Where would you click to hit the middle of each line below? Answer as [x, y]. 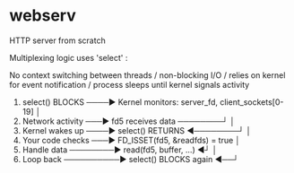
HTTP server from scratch [57, 40]
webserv [43, 16]
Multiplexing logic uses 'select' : [69, 57]
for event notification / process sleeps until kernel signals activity [130, 84]
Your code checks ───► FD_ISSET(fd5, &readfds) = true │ [131, 140]
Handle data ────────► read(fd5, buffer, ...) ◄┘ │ [120, 150]
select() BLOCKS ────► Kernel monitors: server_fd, [120, 102]
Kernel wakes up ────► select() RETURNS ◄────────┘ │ [137, 130]
